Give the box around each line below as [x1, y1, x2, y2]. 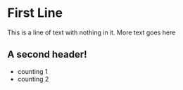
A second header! [7, 49, 87, 60]
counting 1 [17, 67, 48, 75]
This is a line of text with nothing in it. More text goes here [7, 28, 176, 37]
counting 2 [17, 75, 49, 83]
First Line [7, 5, 63, 21]
